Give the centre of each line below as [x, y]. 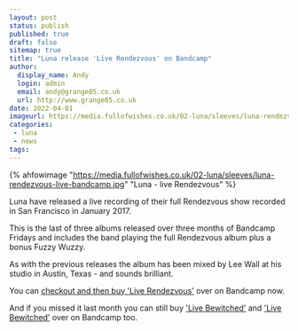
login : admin [41, 83]
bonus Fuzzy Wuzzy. [47, 247]
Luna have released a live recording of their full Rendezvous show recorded [147, 201]
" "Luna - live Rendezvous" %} [180, 184]
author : [24, 67]
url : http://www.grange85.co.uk [77, 100]
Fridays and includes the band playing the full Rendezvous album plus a [141, 237]
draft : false [33, 42]
